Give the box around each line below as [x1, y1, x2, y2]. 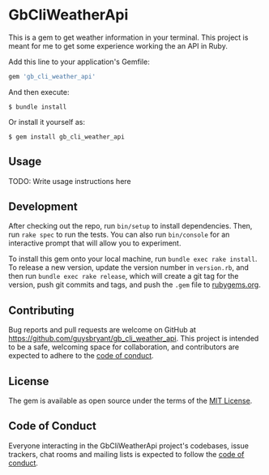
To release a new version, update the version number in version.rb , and [8, 263, 250, 272]
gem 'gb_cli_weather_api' [8, 72, 96, 80]
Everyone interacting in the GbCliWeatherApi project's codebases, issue [8, 440, 250, 451]
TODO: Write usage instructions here [8, 176, 131, 186]
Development [8, 200, 79, 214]
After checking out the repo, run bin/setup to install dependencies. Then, [8, 221, 253, 231]
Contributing [8, 303, 75, 317]
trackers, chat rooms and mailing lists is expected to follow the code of [8, 449, 245, 459]
